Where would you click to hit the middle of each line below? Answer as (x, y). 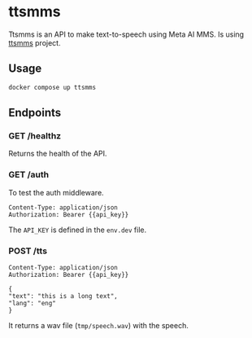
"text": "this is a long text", (63, 296)
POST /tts (28, 251)
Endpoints (35, 113)
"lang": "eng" (33, 303)
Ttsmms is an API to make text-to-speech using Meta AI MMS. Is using (126, 34)
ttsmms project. (35, 42)
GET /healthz (35, 135)
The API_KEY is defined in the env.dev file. (78, 230)
